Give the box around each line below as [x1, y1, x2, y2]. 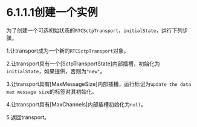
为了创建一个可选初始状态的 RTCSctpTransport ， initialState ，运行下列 [6, 27, 183, 34]
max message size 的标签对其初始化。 [6, 88, 98, 95]
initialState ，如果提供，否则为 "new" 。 [6, 67, 106, 74]
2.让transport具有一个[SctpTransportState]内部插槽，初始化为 [6, 60, 160, 67]
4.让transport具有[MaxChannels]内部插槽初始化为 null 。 [6, 100, 146, 108]
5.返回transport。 [6, 113, 50, 121]
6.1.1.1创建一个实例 [6, 5, 98, 19]
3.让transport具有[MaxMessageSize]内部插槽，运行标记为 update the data [6, 80, 192, 88]
